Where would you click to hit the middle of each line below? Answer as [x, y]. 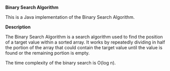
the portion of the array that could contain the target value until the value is [84, 47]
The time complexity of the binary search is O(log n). [61, 63]
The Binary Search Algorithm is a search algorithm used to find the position [84, 37]
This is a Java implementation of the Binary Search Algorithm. [70, 17]
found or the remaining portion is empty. [48, 53]
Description [18, 27]
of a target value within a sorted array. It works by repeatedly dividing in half [85, 42]
